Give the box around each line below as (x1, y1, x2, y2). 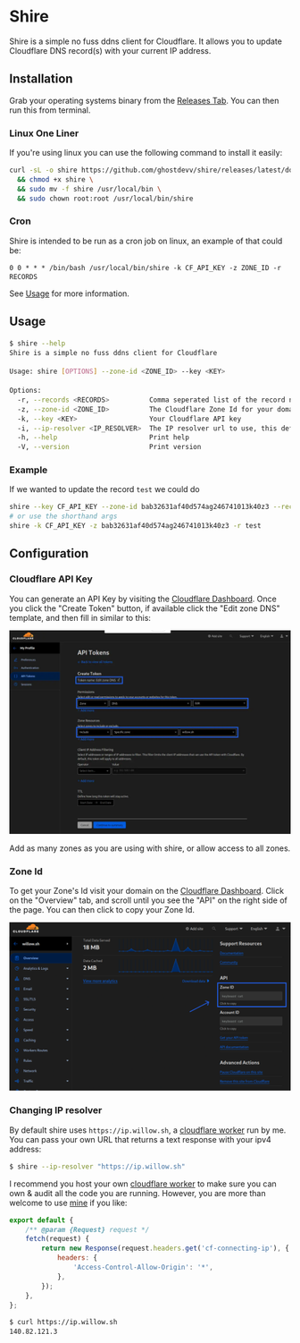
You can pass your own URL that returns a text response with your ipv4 (9, 1134, 272, 1144)
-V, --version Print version (17, 443, 202, 452)
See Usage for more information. (9, 288, 129, 299)
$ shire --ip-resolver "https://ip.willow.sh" (9, 1161, 186, 1171)
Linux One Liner (9, 127, 79, 140)
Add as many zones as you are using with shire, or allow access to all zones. (9, 843, 291, 854)
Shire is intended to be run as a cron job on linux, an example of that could (9, 235, 283, 246)
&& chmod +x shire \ (17, 174, 94, 184)
